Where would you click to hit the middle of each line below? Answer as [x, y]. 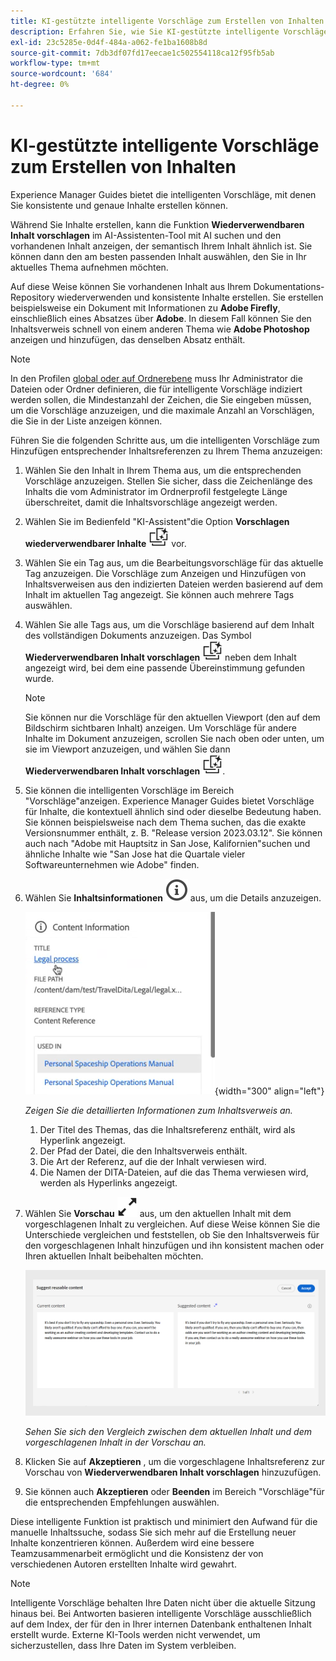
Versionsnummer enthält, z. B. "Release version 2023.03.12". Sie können [173, 832]
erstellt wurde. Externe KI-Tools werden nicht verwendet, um [135, 1634]
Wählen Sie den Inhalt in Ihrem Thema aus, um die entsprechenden [163, 470]
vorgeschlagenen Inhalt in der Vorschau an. [115, 1442]
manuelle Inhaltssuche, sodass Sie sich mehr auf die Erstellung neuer [153, 1532]
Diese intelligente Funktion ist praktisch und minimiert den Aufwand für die [164, 1521]
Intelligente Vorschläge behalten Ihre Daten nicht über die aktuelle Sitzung [163, 1602]
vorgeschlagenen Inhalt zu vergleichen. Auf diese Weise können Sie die [172, 1224]
